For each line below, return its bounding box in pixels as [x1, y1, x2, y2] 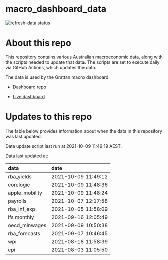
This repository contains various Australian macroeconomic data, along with [5, 54, 163, 60]
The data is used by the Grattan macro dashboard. [5, 74, 110, 80]
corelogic [8, 181, 30, 188]
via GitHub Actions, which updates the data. [5, 64, 97, 70]
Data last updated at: [5, 153, 49, 159]
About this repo [5, 37, 71, 49]
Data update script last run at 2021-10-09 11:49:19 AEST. [5, 143, 122, 149]
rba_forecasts [8, 230, 40, 237]
